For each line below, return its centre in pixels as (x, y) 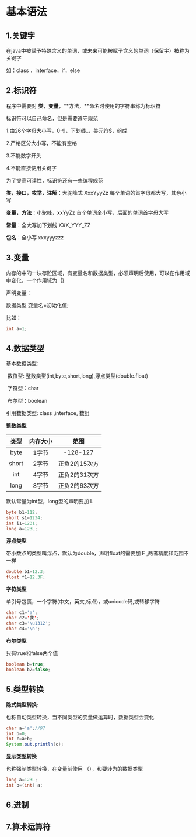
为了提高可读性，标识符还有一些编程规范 (55, 180)
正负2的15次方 (78, 464)
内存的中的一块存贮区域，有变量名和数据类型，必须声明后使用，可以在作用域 (98, 273)
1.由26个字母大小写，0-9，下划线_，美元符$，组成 (67, 131)
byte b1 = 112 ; (22, 513)
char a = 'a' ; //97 (26, 728)
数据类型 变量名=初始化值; (37, 305)
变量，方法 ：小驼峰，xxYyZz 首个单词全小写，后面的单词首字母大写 (87, 212)
